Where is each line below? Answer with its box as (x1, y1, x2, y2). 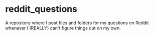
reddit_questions (5, 3, 78, 15)
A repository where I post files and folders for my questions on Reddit (5, 20, 149, 26)
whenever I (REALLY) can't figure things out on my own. (5, 25, 121, 31)
